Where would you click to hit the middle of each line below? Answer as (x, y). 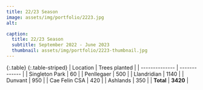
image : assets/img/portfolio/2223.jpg (55, 17)
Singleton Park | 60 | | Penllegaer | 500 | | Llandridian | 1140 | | (106, 74)
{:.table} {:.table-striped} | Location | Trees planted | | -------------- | (92, 67)
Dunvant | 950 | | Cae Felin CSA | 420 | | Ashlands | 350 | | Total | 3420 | (98, 80)
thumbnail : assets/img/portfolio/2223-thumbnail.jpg (80, 51)
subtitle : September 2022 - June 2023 (61, 45)
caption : (17, 34)
